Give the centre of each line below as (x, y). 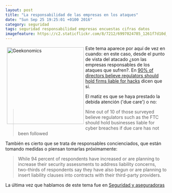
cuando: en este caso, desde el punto (125, 54)
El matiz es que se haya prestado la (123, 96)
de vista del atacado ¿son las (116, 59)
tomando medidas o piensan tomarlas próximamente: (61, 149)
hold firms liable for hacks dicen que (124, 81)
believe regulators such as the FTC (122, 117)
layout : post (19, 10)
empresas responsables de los (117, 65)
